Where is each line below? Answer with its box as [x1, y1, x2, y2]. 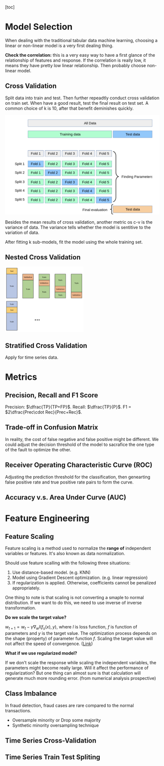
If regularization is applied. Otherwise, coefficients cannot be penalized [12, 580, 157, 585]
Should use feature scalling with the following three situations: [5, 560, 131, 566]
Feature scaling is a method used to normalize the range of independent [5, 545, 151, 551]
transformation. [5, 604, 36, 611]
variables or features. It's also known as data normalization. [5, 550, 125, 556]
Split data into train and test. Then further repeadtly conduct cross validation [5, 95, 160, 101]
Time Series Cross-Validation [5, 736, 96, 744]
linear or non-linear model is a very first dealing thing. [5, 43, 114, 48]
